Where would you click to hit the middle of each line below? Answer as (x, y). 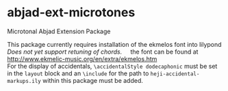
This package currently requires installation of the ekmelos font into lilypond (114, 44)
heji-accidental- (175, 74)
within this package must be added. (93, 80)
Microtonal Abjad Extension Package (59, 31)
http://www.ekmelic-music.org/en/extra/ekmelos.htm (82, 58)
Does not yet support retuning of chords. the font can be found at (103, 52)
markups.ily (24, 81)
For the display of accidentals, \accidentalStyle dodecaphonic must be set (112, 66)
